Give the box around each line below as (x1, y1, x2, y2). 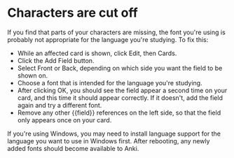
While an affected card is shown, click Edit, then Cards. (17, 49, 177, 57)
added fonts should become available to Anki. (7, 144, 139, 152)
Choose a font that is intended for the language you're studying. (17, 78, 202, 87)
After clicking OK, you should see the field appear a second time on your (17, 86, 228, 94)
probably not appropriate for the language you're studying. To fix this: (7, 35, 209, 43)
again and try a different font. (17, 101, 102, 109)
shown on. (17, 71, 48, 80)
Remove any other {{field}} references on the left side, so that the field (17, 108, 221, 117)
